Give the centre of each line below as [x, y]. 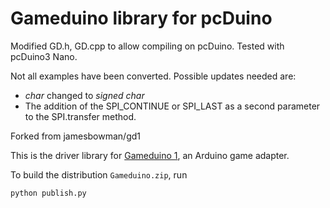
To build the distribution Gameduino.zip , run [99, 174]
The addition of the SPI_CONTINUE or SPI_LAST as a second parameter [172, 106]
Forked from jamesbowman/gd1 [75, 136]
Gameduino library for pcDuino [141, 18]
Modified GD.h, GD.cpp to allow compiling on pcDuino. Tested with [147, 46]
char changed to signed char [84, 95]
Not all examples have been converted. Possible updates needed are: [153, 76]
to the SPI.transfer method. [80, 116]
